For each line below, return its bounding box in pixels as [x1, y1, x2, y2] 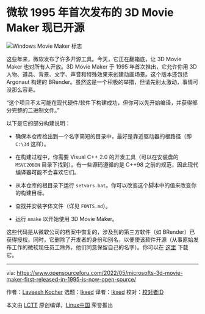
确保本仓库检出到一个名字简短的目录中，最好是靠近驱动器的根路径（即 [15, 132, 192, 140]
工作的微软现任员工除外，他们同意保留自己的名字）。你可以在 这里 [11, 243, 176, 251]
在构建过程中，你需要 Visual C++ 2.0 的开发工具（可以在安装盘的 [15, 153, 179, 160]
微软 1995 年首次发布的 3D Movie [6, 6, 174, 20]
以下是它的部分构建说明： [6, 119, 71, 127]
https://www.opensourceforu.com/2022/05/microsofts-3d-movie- [16, 269, 183, 276]
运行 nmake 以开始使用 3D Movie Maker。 [15, 215, 118, 222]
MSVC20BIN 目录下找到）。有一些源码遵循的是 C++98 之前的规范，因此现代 [15, 160, 199, 168]
